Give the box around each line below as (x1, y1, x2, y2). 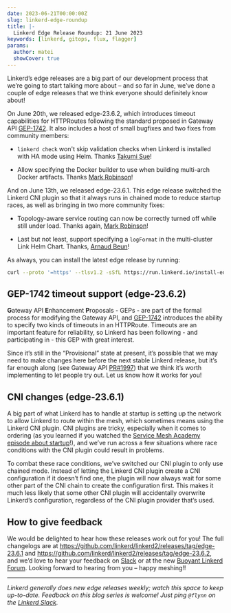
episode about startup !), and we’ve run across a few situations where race (7, 439, 218, 447)
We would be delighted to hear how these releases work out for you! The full (7, 534, 224, 543)
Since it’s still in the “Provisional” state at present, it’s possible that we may (7, 349, 218, 358)
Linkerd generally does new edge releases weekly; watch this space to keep (7, 584, 223, 592)
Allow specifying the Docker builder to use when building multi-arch (16, 165, 210, 173)
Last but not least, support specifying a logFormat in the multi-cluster (16, 235, 213, 243)
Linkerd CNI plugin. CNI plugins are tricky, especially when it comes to (7, 424, 206, 432)
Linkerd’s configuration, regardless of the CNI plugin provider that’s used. (7, 496, 214, 505)
